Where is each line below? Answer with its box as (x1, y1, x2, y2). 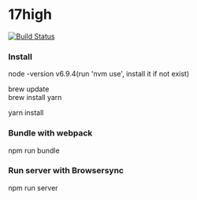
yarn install (8, 108, 44, 117)
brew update (8, 84, 50, 94)
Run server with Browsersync (8, 165, 125, 176)
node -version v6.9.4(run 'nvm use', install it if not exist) (8, 69, 190, 79)
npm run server (8, 183, 58, 192)
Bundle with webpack (8, 128, 93, 139)
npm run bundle (8, 146, 61, 155)
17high (8, 6, 53, 24)
